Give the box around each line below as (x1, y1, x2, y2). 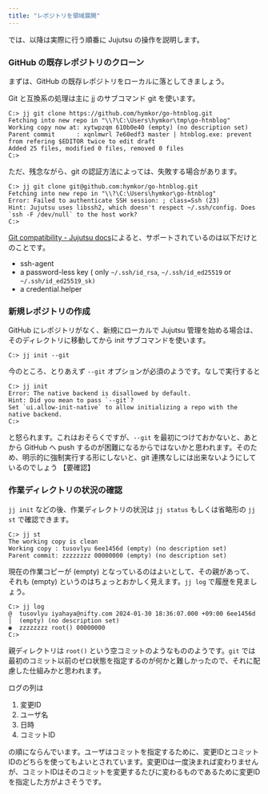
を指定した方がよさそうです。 (8, 776, 106, 786)
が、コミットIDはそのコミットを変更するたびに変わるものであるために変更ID (8, 767, 261, 776)
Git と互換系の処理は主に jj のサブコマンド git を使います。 (8, 93, 200, 103)
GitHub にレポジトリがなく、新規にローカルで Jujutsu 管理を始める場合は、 (8, 325, 258, 335)
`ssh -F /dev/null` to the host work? (8, 210, 138, 219)
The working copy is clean (8, 538, 98, 546)
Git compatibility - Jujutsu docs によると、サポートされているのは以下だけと (8, 232, 258, 242)
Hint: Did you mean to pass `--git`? (8, 397, 134, 405)
